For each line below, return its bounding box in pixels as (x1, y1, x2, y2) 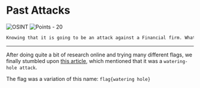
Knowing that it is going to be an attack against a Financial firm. (6, 34, 183, 40)
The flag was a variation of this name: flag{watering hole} (6, 75, 151, 82)
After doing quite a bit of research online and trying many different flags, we (6, 51, 192, 58)
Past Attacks (6, 4, 70, 17)
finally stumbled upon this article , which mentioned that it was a (6, 57, 162, 64)
